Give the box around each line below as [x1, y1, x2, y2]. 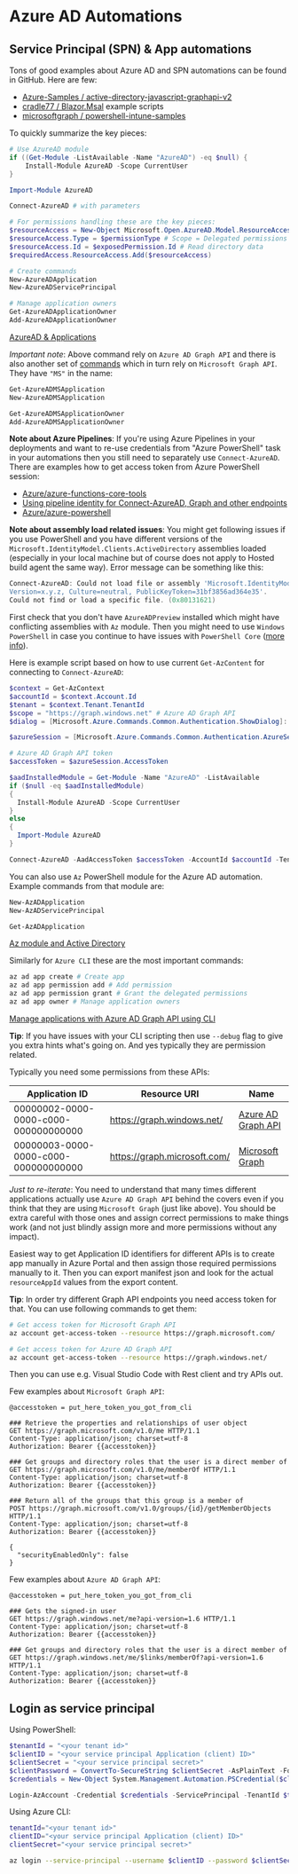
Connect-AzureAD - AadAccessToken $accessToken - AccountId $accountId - [9, 854, 279, 864]
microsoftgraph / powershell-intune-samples [21, 111, 186, 121]
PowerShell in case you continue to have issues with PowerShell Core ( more [9, 631, 286, 641]
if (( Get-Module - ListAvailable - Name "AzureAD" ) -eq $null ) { [9, 153, 248, 161]
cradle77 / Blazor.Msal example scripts [21, 101, 164, 112]
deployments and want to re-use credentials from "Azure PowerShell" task [9, 443, 281, 453]
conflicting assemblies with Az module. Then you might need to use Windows [9, 621, 286, 632]
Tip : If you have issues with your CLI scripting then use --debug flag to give [9, 1030, 284, 1041]
